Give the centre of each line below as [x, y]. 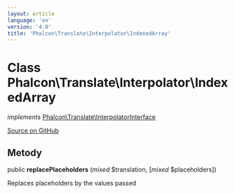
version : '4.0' [29, 27]
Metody [25, 152]
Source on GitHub [33, 131]
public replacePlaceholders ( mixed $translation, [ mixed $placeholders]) [112, 169]
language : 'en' [29, 20]
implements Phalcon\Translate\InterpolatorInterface [82, 117]
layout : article [31, 14]
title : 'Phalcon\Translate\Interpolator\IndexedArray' [89, 33]
